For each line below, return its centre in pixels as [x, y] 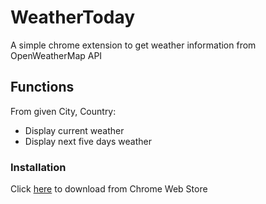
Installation [38, 167]
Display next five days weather [88, 141]
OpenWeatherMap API [56, 55]
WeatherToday [73, 17]
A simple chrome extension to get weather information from [133, 45]
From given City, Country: [63, 111]
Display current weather [74, 130]
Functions [42, 87]
